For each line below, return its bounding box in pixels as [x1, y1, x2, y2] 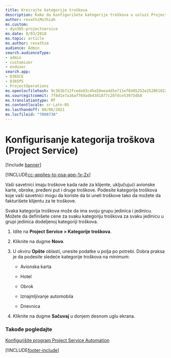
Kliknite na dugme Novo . [12, 238, 65, 244]
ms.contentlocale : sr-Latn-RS [5, 103, 70, 108]
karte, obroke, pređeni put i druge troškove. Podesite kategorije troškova [5, 187, 158, 193]
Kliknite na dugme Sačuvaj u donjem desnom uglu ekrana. [12, 313, 135, 319]
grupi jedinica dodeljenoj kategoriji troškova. [5, 218, 98, 225]
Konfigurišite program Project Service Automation [5, 338, 109, 344]
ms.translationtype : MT [5, 98, 56, 103]
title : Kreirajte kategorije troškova [5, 7, 88, 13]
